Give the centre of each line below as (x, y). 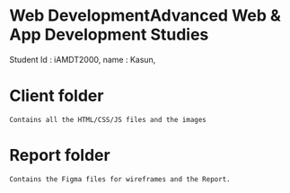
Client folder (57, 96)
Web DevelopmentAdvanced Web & (145, 16)
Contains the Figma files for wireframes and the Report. (120, 179)
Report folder (60, 156)
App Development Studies (109, 35)
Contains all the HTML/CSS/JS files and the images (108, 119)
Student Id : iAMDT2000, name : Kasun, (83, 59)
